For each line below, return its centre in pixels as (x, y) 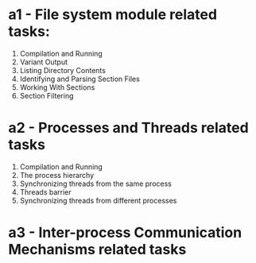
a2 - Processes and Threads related (128, 128)
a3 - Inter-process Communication (125, 233)
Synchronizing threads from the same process (96, 184)
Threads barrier (45, 191)
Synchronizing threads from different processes (98, 200)
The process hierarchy (57, 175)
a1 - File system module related (112, 15)
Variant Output (44, 62)
